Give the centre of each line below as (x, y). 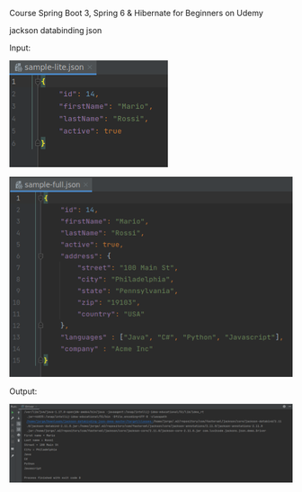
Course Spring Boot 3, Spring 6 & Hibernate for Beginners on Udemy (136, 13)
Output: (23, 391)
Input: (20, 48)
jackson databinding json (56, 30)
